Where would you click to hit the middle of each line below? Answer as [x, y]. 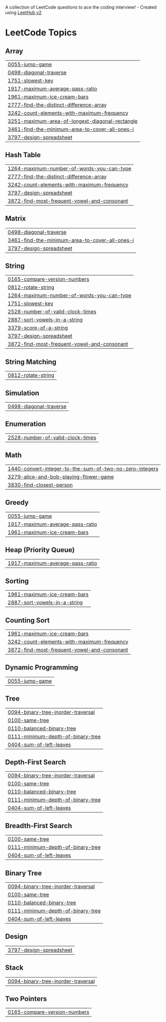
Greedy [17, 503]
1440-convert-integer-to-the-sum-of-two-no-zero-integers [83, 468]
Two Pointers [26, 999]
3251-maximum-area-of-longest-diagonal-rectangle [73, 121]
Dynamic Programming [42, 668]
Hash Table [23, 155]
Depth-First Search [36, 762]
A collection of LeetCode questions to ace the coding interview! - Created [81, 7]
